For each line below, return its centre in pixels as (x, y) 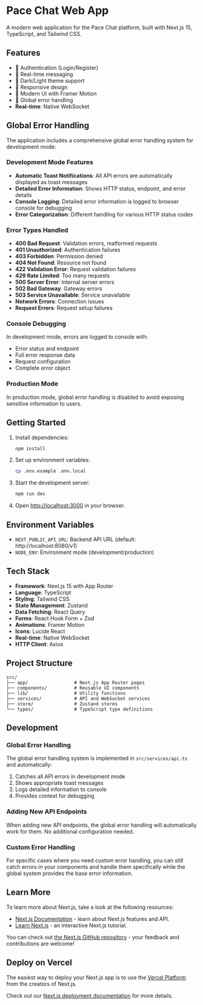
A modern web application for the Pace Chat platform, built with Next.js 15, (99, 27)
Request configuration (43, 362)
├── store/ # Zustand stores (62, 704)
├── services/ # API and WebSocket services (78, 699)
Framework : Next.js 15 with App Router (64, 586)
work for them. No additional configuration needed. (70, 831)
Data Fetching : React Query (50, 612)
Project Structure (39, 663)
